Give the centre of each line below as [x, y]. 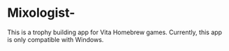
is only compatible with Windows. [56, 39]
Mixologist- [41, 13]
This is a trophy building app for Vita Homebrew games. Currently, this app [114, 32]
